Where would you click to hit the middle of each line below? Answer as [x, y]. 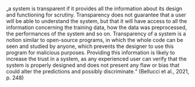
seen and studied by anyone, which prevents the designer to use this [90, 46]
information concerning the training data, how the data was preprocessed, [97, 27]
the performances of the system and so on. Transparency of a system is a [96, 34]
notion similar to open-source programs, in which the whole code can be [95, 40]
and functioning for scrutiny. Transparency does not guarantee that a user [96, 15]
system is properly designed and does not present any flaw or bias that [93, 65]
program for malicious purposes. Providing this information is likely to [91, 52]
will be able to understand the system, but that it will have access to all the [97, 21]
